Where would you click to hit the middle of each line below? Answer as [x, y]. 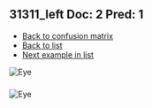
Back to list [42, 45]
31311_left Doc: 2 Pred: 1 [76, 15]
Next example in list [58, 54]
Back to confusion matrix [67, 35]
